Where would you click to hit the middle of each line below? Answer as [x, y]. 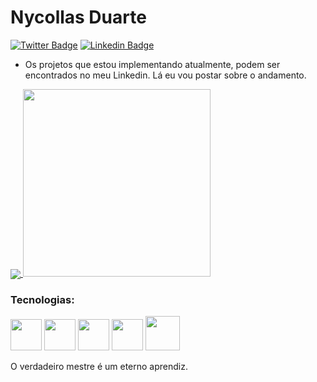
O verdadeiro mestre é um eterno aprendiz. [99, 367]
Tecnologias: [42, 300]
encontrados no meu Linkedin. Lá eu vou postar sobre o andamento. [165, 75]
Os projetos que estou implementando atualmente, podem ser [152, 64]
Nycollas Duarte [78, 17]
